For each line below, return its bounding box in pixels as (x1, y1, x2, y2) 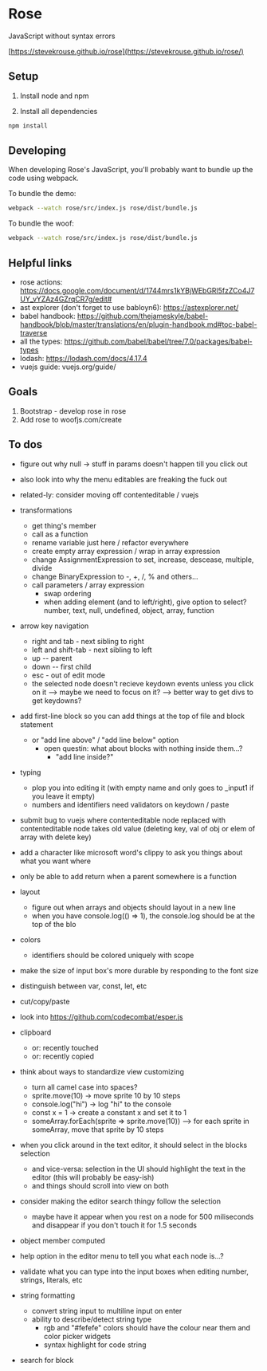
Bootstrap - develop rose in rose (19, 406, 127, 415)
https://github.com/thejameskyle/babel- (77, 312, 209, 320)
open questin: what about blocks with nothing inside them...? (43, 743, 243, 753)
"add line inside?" (55, 752, 114, 761)
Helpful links (8, 256, 73, 269)
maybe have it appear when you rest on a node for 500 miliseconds (31, 1212, 254, 1221)
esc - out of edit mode (31, 670, 106, 680)
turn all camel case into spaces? (31, 1082, 138, 1092)
